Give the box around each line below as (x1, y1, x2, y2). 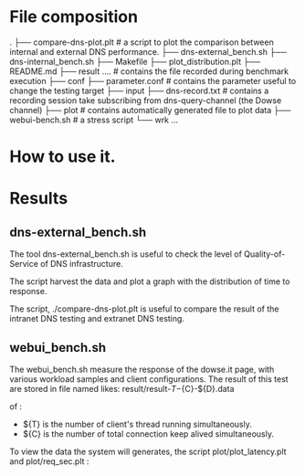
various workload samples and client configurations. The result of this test (9, 373, 289, 385)
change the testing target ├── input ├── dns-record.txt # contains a (9, 85, 269, 96)
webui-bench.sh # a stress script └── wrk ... (9, 114, 179, 125)
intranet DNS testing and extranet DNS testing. (9, 313, 185, 324)
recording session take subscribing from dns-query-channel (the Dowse (9, 94, 282, 106)
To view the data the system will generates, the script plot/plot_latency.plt (9, 446, 287, 457)
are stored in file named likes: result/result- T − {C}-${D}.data (9, 383, 235, 394)
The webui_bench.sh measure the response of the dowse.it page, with (9, 364, 275, 375)
